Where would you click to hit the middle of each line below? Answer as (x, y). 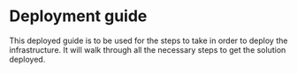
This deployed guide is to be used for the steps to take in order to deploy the (148, 40)
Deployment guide (78, 16)
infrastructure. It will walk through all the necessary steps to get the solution (148, 49)
